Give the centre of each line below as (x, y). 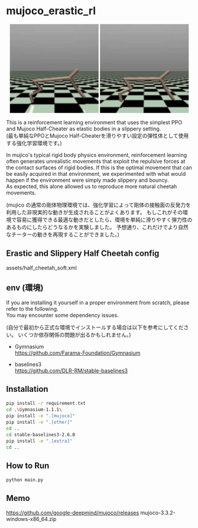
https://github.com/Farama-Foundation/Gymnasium (77, 353)
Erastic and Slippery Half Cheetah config (83, 254)
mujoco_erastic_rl (51, 11)
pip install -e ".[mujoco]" (41, 416)
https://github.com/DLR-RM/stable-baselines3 (71, 371)
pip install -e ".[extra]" (39, 441)
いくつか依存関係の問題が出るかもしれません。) (74, 334)
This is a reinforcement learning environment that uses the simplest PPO (94, 122)
